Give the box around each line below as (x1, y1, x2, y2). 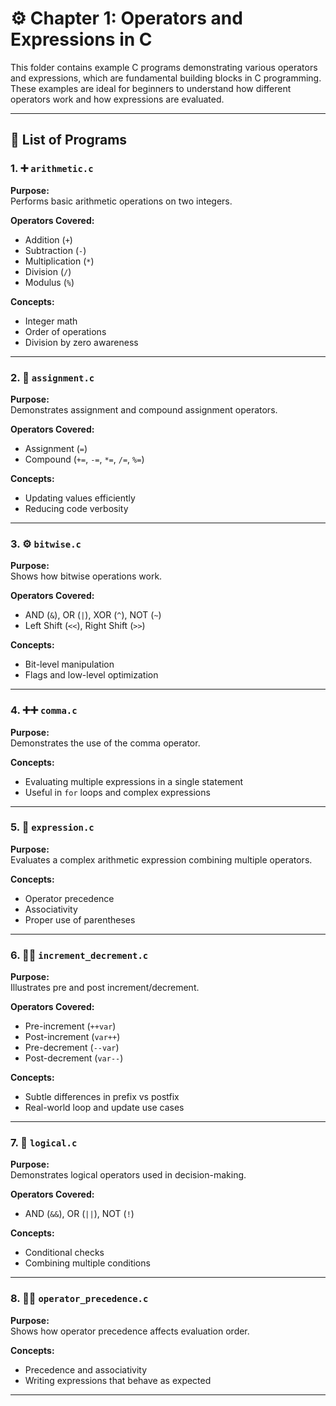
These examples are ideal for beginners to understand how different (10, 82, 292, 94)
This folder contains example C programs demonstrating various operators (10, 61, 318, 73)
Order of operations (24, 325, 107, 337)
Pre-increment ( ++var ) (24, 1020, 117, 1032)
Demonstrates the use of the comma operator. (10, 737, 201, 749)
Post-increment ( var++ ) (24, 1031, 121, 1043)
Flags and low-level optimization (24, 669, 159, 681)
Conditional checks (24, 1247, 105, 1259)
